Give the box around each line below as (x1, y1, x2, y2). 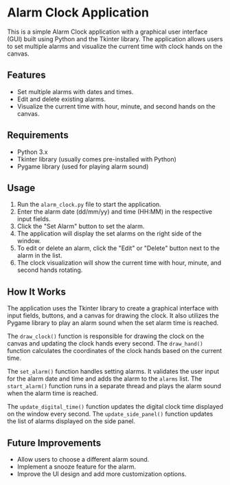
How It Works (7, 286, 67, 297)
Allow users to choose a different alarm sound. (16, 455, 150, 463)
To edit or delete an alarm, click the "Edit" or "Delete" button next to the (16, 244, 220, 252)
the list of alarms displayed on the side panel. (7, 417, 136, 425)
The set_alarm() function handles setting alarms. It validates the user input (7, 368, 220, 376)
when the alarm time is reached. (7, 390, 98, 398)
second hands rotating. (16, 266, 83, 274)
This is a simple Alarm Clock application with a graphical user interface (7, 27, 208, 36)
